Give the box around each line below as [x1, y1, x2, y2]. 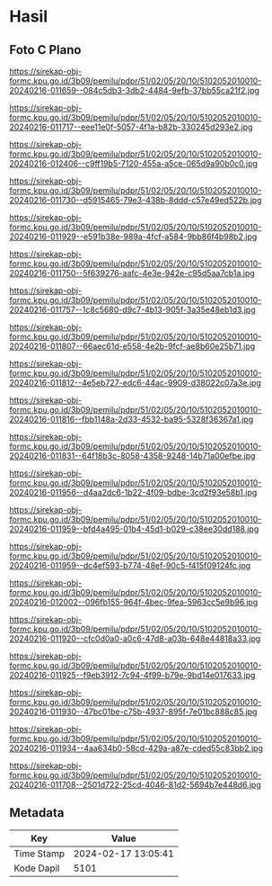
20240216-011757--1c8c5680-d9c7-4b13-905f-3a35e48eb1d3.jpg [9, 304, 256, 315]
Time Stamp [13, 847, 66, 860]
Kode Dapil [13, 862, 60, 874]
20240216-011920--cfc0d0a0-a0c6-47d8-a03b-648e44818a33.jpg [9, 633, 261, 644]
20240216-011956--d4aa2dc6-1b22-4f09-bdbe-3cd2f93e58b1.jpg [9, 488, 258, 497]
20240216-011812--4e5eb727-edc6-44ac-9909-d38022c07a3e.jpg [9, 378, 262, 388]
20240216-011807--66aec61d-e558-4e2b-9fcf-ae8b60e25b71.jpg [9, 341, 256, 352]
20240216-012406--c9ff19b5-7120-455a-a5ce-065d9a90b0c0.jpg [9, 158, 259, 168]
